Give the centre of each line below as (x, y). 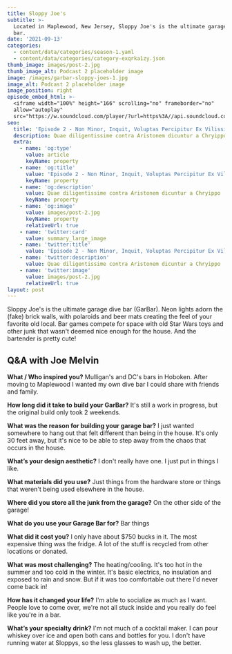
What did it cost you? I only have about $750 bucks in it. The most (102, 537)
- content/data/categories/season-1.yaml (74, 52)
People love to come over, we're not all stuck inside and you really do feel (112, 608)
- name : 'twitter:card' (54, 232)
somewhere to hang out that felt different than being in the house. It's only (113, 433)
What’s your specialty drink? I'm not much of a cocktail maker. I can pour (113, 628)
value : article (47, 155)
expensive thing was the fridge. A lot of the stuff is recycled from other (108, 544)
